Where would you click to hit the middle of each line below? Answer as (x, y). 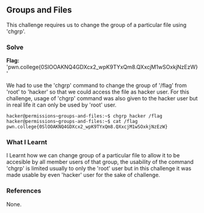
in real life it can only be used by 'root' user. (61, 105)
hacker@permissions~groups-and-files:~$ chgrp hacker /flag (85, 116)
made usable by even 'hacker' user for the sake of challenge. (83, 175)
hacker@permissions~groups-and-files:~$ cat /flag (72, 122)
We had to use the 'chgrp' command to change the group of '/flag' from (97, 86)
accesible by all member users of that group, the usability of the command (100, 162)
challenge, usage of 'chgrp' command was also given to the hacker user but (102, 99)
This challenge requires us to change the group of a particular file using (97, 24)
